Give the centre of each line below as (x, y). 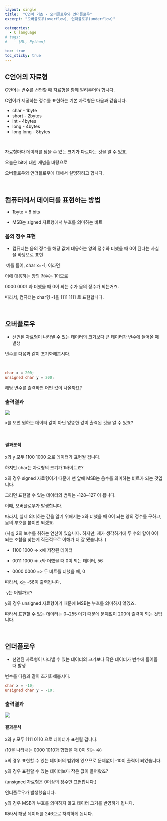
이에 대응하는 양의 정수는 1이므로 (37, 276)
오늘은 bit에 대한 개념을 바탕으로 (36, 162)
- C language (23, 33)
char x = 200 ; (20, 373)
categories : (17, 28)
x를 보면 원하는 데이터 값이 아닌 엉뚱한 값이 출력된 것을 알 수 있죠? (69, 423)
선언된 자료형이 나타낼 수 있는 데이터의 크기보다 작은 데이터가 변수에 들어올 (85, 659)
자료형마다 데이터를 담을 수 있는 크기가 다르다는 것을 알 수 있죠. (66, 152)
